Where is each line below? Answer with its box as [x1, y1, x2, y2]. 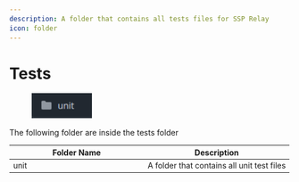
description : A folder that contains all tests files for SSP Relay [9, 14, 270, 23]
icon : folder [9, 23, 58, 33]
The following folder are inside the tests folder [9, 128, 179, 138]
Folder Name [52, 147, 101, 158]
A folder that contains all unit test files [147, 161, 287, 171]
